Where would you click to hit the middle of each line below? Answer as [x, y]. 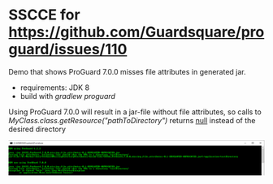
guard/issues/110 [68, 49]
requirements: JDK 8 [55, 88]
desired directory [37, 129]
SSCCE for [44, 15]
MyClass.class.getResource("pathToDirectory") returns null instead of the [132, 120]
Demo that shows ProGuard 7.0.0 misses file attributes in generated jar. [127, 71]
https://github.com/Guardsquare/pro [136, 32]
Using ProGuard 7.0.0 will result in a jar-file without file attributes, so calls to [135, 112]
